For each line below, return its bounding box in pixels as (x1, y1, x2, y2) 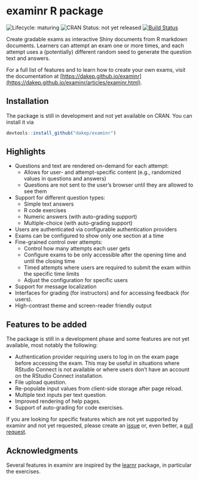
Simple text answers (23, 200, 74, 207)
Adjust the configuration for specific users (23, 277, 128, 284)
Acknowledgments (6, 445, 79, 455)
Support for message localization (14, 283, 97, 291)
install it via (6, 118, 34, 126)
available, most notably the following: (6, 342, 98, 349)
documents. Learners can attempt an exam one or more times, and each (6, 42, 184, 49)
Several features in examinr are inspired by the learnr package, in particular (6, 461, 192, 469)
